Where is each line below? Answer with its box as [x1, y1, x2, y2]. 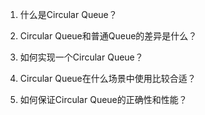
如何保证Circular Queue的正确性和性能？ [19, 94, 188, 105]
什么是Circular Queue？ [19, 9, 118, 20]
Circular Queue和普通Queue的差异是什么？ [19, 30, 198, 42]
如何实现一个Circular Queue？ [19, 51, 144, 63]
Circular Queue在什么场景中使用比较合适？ [19, 73, 197, 84]
